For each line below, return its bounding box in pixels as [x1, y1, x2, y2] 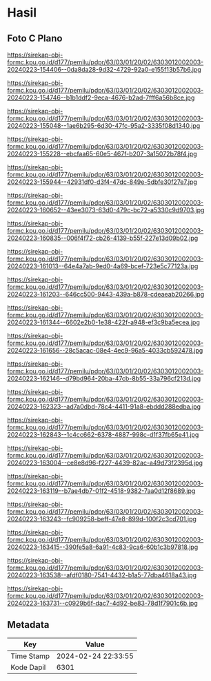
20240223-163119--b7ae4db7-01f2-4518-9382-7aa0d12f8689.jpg [7, 487, 196, 495]
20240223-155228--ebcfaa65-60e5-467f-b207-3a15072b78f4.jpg [7, 150, 198, 158]
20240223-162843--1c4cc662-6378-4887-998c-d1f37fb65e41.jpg [7, 431, 199, 438]
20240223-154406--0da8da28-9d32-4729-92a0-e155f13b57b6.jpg [7, 66, 201, 73]
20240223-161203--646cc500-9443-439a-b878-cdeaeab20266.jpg [7, 290, 205, 298]
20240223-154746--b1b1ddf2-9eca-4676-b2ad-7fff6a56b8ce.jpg [7, 93, 195, 102]
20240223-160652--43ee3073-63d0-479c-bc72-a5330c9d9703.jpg [7, 206, 205, 214]
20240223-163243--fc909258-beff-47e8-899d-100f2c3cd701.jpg [7, 515, 197, 523]
